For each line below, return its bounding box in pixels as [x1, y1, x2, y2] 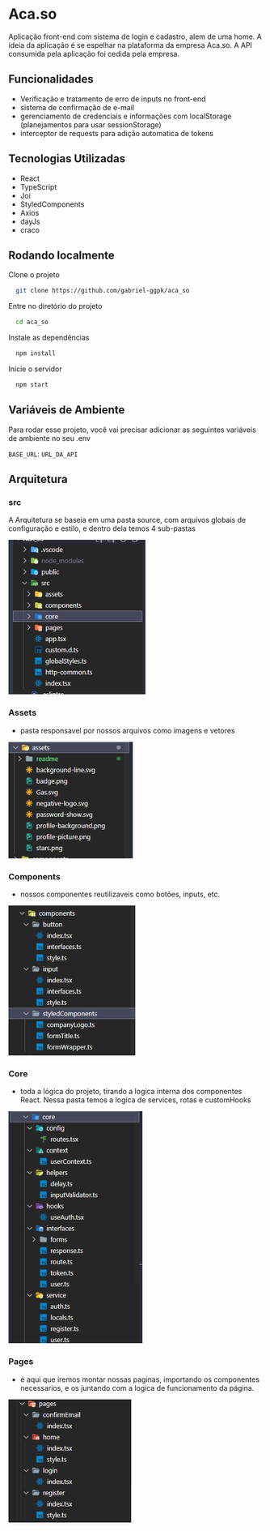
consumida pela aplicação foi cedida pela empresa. [8, 49, 180, 58]
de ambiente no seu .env [8, 433, 91, 443]
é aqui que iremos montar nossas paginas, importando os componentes [19, 1375, 260, 1384]
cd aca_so [15, 318, 49, 327]
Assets [8, 707, 37, 718]
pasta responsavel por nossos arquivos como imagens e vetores [19, 725, 236, 735]
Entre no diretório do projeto [8, 301, 103, 311]
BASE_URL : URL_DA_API [8, 449, 78, 459]
